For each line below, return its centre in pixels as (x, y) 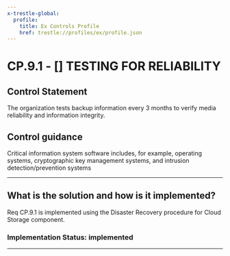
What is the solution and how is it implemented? (111, 196)
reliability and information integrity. (56, 115)
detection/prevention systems (49, 168)
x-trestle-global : (33, 13)
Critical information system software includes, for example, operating (105, 153)
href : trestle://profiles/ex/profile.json (81, 33)
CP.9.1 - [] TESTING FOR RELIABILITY (114, 66)
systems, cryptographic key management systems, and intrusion (98, 161)
